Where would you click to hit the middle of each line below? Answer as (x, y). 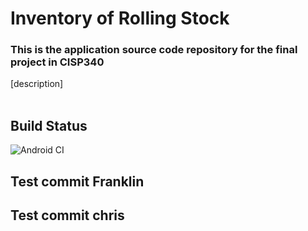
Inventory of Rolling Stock (120, 18)
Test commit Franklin (77, 181)
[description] (37, 84)
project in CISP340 (57, 62)
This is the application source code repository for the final (154, 50)
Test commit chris (67, 215)
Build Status (49, 125)
